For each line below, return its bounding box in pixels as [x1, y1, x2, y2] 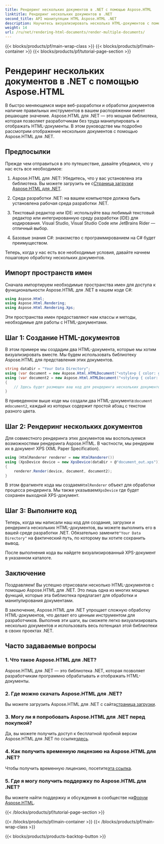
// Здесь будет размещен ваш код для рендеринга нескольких [14, 384, 139, 390]
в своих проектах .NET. [5, 628, 54, 634]
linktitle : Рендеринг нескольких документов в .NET [5, 12, 112, 17]
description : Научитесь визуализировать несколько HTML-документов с [5, 21, 150, 26]
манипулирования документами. [5, 597, 74, 603]
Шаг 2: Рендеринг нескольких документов [5, 422, 143, 431]
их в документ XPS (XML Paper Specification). [5, 446, 100, 452]
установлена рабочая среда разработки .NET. [12, 200, 109, 206]
